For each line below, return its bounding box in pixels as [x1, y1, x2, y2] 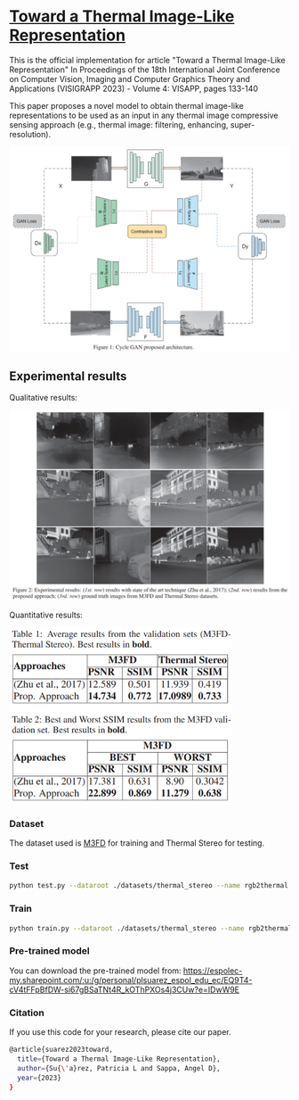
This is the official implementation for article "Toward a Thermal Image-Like [9, 54, 287, 65]
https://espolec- [182, 965, 243, 976]
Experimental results [9, 368, 127, 384]
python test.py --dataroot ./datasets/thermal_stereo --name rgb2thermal [9, 881, 289, 890]
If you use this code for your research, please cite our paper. [9, 1027, 231, 1038]
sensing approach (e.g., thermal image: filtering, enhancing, [9, 119, 229, 130]
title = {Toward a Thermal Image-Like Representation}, [17, 1055, 221, 1063]
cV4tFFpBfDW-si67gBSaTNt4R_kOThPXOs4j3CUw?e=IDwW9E [9, 984, 240, 995]
